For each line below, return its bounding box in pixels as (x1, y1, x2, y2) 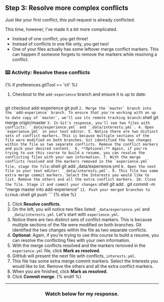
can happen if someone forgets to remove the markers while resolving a (12, 51, 157, 57)
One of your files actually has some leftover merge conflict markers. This (12, 46, 159, 52)
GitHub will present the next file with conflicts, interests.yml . (12, 253, 136, 259)
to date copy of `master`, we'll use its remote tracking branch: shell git (5, 115, 159, 121)
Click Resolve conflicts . (12, 201, 61, 207)
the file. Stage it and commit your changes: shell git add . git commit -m (5, 181, 155, 187)
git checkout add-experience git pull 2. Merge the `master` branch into (5, 105, 151, 111)
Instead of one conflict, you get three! (12, 36, 88, 41)
